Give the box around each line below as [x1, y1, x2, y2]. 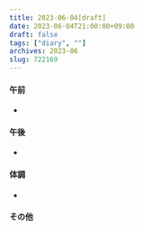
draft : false [9, 30, 58, 39]
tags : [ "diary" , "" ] [9, 38, 87, 48]
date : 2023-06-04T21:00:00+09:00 [9, 22, 135, 31]
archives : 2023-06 [9, 47, 78, 56]
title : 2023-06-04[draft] [9, 13, 106, 23]
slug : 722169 [9, 55, 58, 64]
